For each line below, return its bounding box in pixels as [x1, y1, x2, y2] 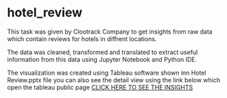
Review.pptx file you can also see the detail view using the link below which [7, 75, 221, 84]
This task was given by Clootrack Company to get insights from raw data [7, 27, 213, 36]
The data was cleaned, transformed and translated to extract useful [7, 48, 198, 56]
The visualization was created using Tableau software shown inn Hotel [7, 69, 207, 77]
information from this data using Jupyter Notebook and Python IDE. [7, 55, 198, 63]
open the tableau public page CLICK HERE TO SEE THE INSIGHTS [7, 83, 193, 91]
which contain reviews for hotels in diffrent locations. [7, 34, 157, 42]
